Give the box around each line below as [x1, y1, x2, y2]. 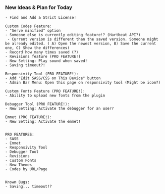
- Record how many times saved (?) [5, 50, 79, 55]
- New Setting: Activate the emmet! [5, 119, 81, 124]
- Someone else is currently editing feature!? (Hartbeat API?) [5, 33, 141, 38]
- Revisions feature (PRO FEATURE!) [5, 54, 81, 59]
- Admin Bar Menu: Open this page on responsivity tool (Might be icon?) [5, 80, 161, 85]
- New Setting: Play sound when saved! [5, 58, 88, 63]
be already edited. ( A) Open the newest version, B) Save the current [5, 41, 156, 46]
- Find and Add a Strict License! [5, 15, 77, 20]
